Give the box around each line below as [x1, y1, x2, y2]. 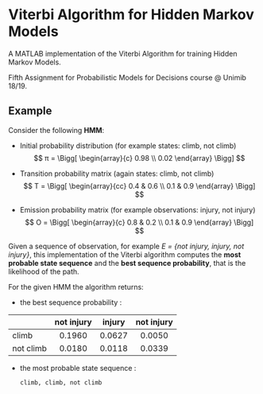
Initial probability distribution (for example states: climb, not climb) [19, 141, 237, 150]
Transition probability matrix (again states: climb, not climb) [19, 169, 215, 178]
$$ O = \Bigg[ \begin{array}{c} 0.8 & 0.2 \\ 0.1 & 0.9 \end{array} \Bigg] [25, 217, 254, 227]
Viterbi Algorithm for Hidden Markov [8, 6, 254, 24]
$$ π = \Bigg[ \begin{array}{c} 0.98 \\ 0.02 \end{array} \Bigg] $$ [33, 153, 246, 162]
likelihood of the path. [8, 267, 79, 276]
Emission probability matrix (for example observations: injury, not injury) [19, 205, 256, 214]
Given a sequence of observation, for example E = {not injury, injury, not [8, 241, 245, 251]
